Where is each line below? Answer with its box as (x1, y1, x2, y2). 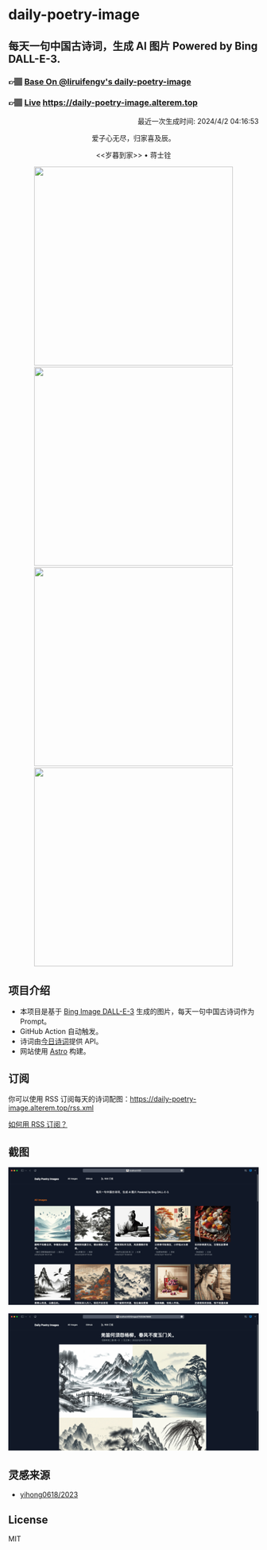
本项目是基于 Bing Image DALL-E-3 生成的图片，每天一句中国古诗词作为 (19, 1006, 255, 1016)
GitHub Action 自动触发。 (19, 1026, 103, 1035)
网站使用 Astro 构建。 (19, 1046, 91, 1055)
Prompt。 (19, 1016, 52, 1026)
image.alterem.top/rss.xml (8, 1103, 94, 1113)
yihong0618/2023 (19, 1490, 79, 1500)
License (8, 1513, 48, 1526)
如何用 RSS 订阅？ (8, 1120, 68, 1129)
